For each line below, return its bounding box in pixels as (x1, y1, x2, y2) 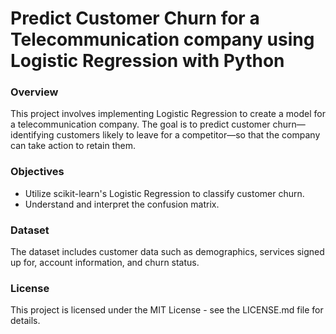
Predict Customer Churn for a (10, 7, 260, 30)
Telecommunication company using (10, 28, 315, 51)
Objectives (10, 165, 65, 179)
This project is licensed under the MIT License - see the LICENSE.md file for (10, 304, 324, 316)
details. (10, 315, 41, 327)
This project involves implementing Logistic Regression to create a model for (10, 108, 326, 120)
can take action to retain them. (10, 140, 137, 152)
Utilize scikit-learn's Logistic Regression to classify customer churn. (24, 187, 305, 199)
